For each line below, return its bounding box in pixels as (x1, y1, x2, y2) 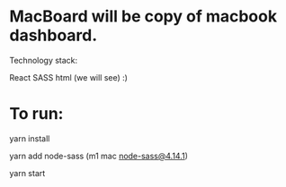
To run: (9, 104, 64, 124)
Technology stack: (9, 55, 78, 65)
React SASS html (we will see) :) (9, 72, 129, 82)
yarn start (9, 167, 46, 178)
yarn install (9, 132, 50, 144)
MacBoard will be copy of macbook (9, 6, 277, 27)
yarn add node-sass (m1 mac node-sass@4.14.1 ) (9, 150, 189, 161)
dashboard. (9, 25, 98, 46)
